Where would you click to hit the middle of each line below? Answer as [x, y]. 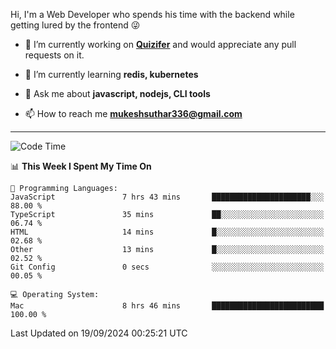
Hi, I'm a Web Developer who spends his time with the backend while [152, 14]
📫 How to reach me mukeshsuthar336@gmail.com [133, 113]
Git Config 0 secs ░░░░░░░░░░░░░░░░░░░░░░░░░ [167, 267]
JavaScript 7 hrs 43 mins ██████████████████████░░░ [167, 197]
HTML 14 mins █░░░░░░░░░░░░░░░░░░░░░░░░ [167, 232]
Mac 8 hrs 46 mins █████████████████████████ [167, 306]
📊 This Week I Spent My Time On [81, 166]
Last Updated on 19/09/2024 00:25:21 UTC [99, 333]
